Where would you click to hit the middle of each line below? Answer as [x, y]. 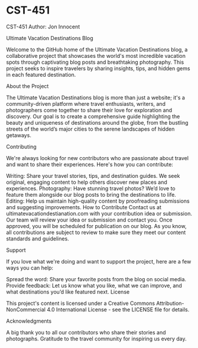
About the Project [27, 86]
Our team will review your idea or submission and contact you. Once [89, 220]
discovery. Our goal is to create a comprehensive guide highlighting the [93, 116]
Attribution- [170, 303]
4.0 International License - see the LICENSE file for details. [118, 309]
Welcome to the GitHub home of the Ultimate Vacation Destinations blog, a [97, 49]
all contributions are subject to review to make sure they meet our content [96, 232]
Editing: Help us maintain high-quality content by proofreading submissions [98, 201]
